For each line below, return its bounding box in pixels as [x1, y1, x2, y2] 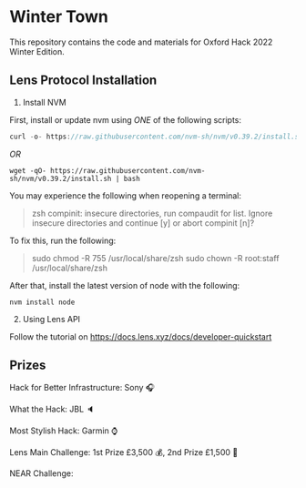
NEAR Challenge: [9, 468, 74, 479]
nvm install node [9, 298, 76, 307]
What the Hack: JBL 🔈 [9, 403, 96, 415]
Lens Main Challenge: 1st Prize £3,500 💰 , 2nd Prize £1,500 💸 [9, 447, 239, 458]
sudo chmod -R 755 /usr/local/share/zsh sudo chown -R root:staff [31, 252, 280, 263]
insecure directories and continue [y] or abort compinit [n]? [31, 217, 255, 229]
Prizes [9, 358, 46, 373]
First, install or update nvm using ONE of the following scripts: [9, 114, 242, 125]
